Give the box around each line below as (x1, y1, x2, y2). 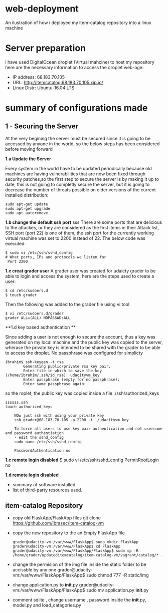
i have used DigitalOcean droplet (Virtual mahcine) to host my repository (5, 59, 154, 65)
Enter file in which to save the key (23, 368, 102, 373)
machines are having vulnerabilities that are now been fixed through (5, 171, 146, 177)
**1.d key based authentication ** (5, 324, 76, 330)
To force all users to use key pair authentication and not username (14, 426, 163, 431)
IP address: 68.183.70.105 (12, 74, 65, 80)
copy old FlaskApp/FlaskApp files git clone (12, 514, 101, 521)
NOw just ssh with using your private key (14, 413, 104, 418)
